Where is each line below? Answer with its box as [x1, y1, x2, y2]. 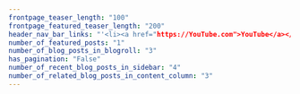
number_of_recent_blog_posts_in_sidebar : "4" [8, 64, 181, 73]
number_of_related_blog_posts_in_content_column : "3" [8, 72, 214, 81]
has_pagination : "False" [8, 55, 101, 64]
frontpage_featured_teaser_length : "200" [8, 21, 166, 30]
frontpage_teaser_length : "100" [8, 13, 129, 22]
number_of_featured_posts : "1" [8, 38, 125, 47]
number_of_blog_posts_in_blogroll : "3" [8, 47, 158, 56]
